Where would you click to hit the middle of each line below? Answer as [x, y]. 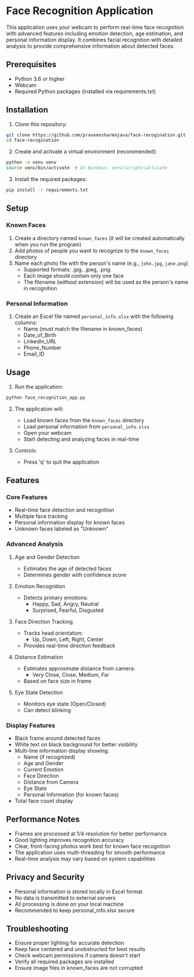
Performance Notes [43, 819]
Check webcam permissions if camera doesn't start [77, 955]
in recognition [40, 288]
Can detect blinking [47, 710]
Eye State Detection [39, 692]
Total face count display [44, 801]
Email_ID [34, 354]
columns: [26, 322]
